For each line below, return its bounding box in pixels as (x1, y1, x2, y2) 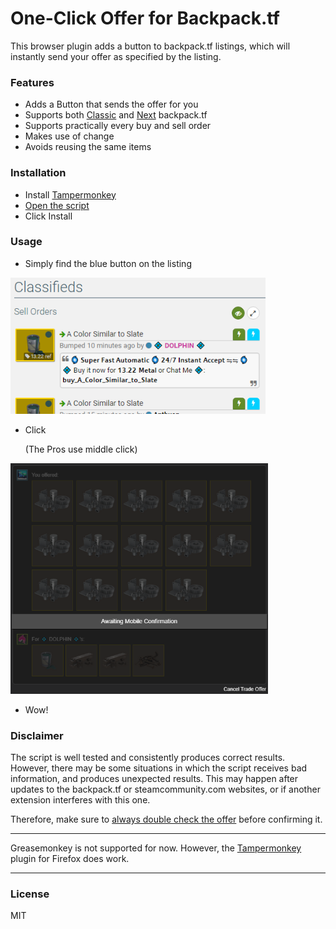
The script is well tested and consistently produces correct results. (10, 752, 286, 764)
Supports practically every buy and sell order (24, 120, 212, 132)
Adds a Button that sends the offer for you (24, 98, 199, 111)
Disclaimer (10, 728, 64, 742)
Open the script (24, 199, 90, 211)
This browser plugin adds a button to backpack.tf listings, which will (10, 40, 291, 52)
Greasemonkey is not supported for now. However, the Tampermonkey (10, 842, 302, 854)
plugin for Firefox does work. (10, 853, 130, 865)
